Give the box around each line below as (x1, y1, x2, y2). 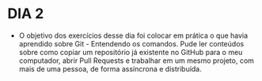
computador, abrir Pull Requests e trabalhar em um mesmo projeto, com (18, 56, 255, 65)
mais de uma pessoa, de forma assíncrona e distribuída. (18, 64, 203, 73)
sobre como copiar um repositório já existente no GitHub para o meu (18, 47, 243, 57)
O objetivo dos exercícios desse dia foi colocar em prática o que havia (18, 31, 249, 40)
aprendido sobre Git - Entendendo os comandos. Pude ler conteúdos (18, 39, 245, 48)
